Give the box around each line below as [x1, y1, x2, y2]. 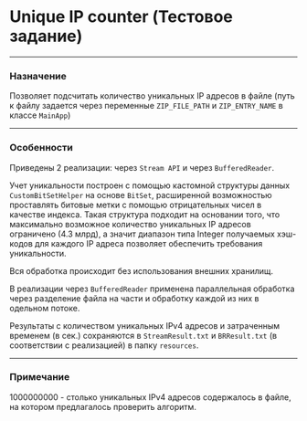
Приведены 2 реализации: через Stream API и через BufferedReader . [9, 162, 275, 173]
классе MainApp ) [9, 110, 71, 121]
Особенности [9, 142, 73, 154]
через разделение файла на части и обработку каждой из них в [9, 292, 259, 303]
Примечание [9, 371, 70, 384]
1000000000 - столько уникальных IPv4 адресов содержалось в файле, [9, 391, 292, 403]
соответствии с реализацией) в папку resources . [9, 340, 199, 351]
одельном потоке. [9, 302, 80, 313]
